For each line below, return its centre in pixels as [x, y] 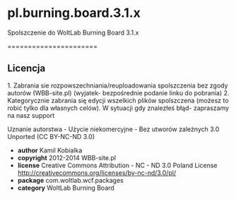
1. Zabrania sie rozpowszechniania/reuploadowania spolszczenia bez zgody [118, 85]
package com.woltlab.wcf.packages [70, 180]
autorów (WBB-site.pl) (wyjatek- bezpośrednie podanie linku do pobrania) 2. [118, 92]
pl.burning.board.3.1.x [74, 13]
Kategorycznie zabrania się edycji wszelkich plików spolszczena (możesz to [118, 100]
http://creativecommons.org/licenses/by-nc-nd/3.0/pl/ [97, 173]
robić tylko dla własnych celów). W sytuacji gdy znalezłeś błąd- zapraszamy [118, 108]
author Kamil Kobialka [50, 150]
